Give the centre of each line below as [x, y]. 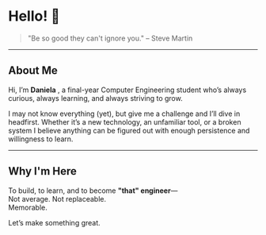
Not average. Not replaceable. [57, 198]
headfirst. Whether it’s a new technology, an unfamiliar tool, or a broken [125, 121]
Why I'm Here [43, 171]
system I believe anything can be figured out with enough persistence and [129, 130]
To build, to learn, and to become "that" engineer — [93, 191]
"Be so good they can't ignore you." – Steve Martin [110, 38]
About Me [33, 71]
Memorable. [28, 207]
